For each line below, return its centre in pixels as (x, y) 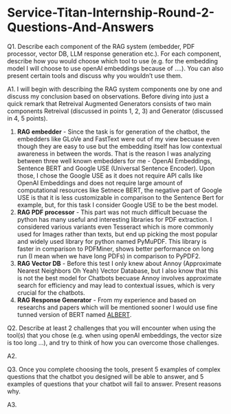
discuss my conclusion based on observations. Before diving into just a (108, 96)
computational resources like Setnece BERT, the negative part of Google (120, 190)
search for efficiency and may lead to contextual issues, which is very (116, 285)
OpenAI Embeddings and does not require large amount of (100, 183)
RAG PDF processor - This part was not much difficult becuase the (112, 212)
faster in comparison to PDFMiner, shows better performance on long (115, 249)
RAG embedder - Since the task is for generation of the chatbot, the (113, 132)
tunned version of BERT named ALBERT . (74, 314)
